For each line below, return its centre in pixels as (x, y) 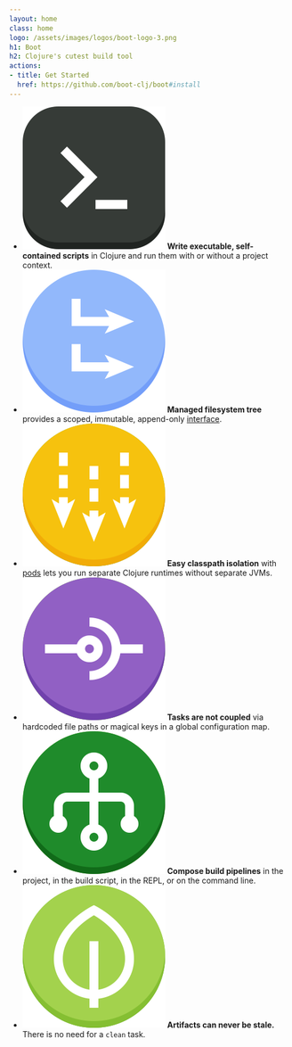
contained (41, 255)
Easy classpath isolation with (222, 563)
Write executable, (200, 246)
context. (37, 265)
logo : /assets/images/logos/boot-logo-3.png (93, 37)
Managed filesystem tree (215, 409)
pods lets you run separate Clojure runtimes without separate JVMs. (147, 573)
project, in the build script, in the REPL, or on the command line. (139, 880)
